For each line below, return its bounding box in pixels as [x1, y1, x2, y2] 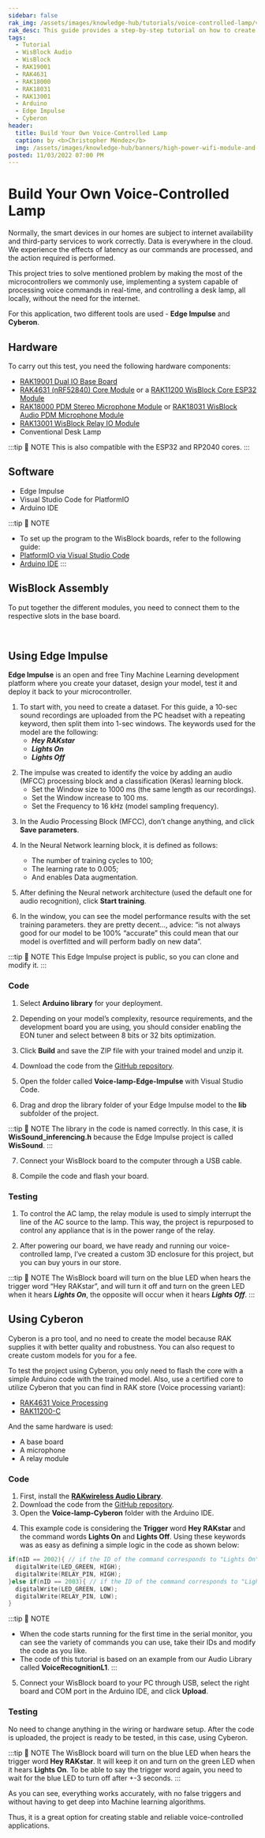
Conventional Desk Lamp [19, 427, 102, 436]
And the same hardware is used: [8, 1422, 114, 1431]
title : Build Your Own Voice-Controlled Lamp [15, 129, 168, 137]
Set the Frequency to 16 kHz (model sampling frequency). [31, 801, 219, 811]
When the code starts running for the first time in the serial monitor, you [19, 1629, 253, 1639]
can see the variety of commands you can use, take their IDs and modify [19, 1637, 256, 1648]
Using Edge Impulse [8, 650, 109, 663]
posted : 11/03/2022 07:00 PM [8, 151, 104, 159]
